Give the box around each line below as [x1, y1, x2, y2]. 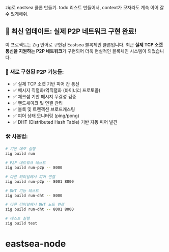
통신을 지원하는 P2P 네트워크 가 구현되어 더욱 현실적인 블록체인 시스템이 [5, 48, 147, 54]
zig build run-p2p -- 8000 [5, 165, 63, 171]
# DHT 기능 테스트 [5, 188, 39, 193]
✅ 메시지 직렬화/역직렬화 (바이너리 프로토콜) [12, 87, 101, 93]
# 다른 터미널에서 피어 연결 [5, 174, 55, 179]
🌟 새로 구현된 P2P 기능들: [5, 68, 64, 75]
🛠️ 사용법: [5, 133, 28, 140]
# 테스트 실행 [5, 216, 30, 221]
